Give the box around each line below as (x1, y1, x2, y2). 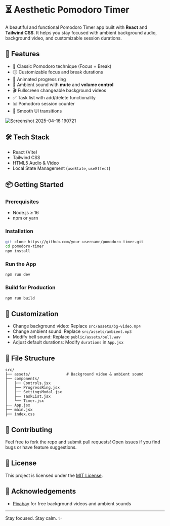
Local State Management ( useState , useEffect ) (12, 165, 110, 171)
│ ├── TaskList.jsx (5, 394, 51, 399)
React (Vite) (12, 149, 38, 155)
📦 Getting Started (5, 180, 64, 189)
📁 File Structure (5, 354, 55, 362)
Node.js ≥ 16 (12, 210, 39, 216)
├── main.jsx (5, 407, 33, 412)
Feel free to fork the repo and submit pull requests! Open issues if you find (5, 439, 160, 445)
